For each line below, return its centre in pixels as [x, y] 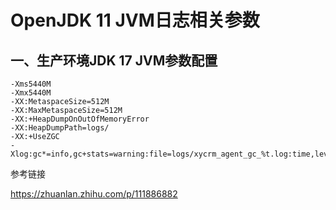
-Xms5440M [31, 84]
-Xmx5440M [31, 93]
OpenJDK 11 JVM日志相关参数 [135, 20]
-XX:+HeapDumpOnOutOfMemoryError [80, 119]
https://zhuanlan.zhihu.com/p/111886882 [94, 194]
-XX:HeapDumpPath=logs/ [60, 128]
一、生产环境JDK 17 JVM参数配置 [114, 60]
